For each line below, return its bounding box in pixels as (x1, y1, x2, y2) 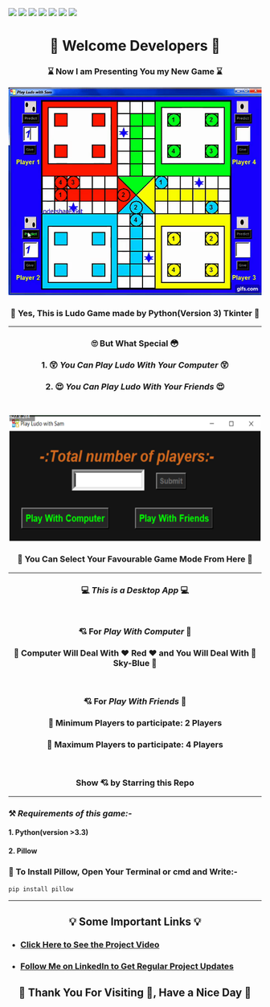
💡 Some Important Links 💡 (68, 915, 202, 929)
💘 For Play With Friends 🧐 (83, 696, 187, 707)
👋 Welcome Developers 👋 (49, 37, 221, 55)
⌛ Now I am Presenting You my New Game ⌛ (47, 66, 223, 77)
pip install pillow (8, 886, 74, 894)
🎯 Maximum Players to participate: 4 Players (47, 738, 223, 750)
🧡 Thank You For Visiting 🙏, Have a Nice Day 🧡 (18, 985, 252, 999)
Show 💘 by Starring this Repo (76, 777, 194, 788)
